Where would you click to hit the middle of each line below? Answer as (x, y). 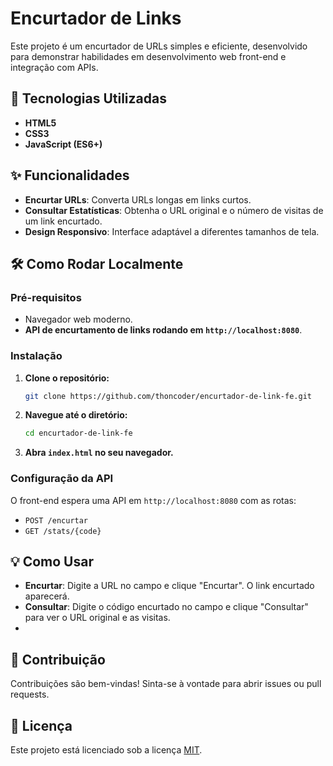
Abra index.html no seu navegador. (99, 453)
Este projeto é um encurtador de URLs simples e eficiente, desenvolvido (159, 46)
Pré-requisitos (46, 297)
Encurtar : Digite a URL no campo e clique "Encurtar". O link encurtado (169, 586)
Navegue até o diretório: (76, 415)
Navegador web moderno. (78, 319)
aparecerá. (47, 596)
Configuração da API (62, 479)
